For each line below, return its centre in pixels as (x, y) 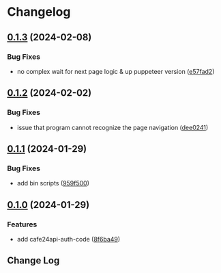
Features (22, 224)
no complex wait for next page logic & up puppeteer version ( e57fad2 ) (116, 71)
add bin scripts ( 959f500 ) (53, 183)
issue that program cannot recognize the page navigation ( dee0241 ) (113, 127)
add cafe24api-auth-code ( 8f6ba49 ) (69, 239)
